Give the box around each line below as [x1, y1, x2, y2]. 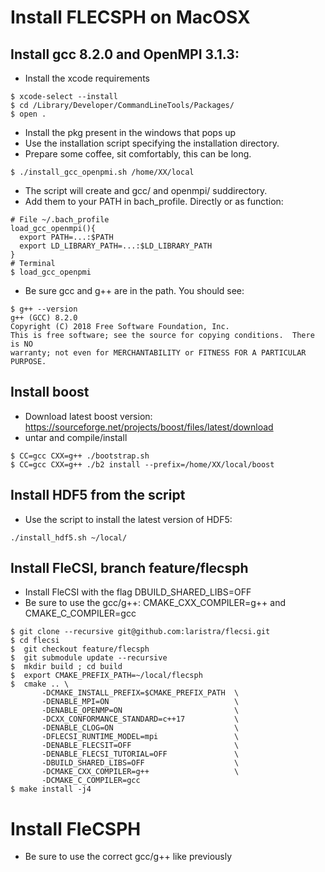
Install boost [10, 384, 90, 401]
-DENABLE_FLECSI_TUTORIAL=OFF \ [41, 749, 240, 760]
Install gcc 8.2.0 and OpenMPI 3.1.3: [10, 46, 240, 63]
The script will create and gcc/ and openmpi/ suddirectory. [24, 185, 268, 196]
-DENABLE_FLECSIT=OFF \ [41, 741, 240, 751]
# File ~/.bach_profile [10, 215, 110, 225]
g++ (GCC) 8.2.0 [10, 313, 78, 323]
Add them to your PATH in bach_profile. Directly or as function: [24, 196, 284, 207]
